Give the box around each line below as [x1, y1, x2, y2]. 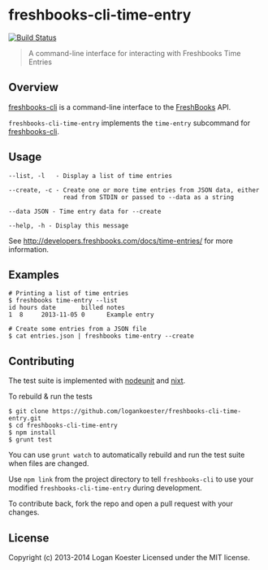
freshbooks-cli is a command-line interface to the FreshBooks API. [8, 102, 231, 111]
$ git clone [8, 407, 49, 416]
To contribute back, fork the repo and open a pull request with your [8, 498, 233, 509]
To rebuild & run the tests [8, 392, 93, 402]
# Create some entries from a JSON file [8, 325, 148, 333]
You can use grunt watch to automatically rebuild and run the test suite [8, 450, 245, 460]
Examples [8, 268, 59, 281]
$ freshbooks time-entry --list [8, 297, 118, 305]
